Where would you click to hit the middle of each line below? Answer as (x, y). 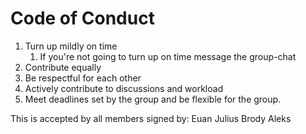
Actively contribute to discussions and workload (124, 88)
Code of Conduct (82, 18)
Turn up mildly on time (71, 46)
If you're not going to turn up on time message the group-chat (168, 56)
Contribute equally (63, 67)
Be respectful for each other (83, 78)
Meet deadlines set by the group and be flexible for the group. (153, 99)
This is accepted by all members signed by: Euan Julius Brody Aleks (151, 118)
